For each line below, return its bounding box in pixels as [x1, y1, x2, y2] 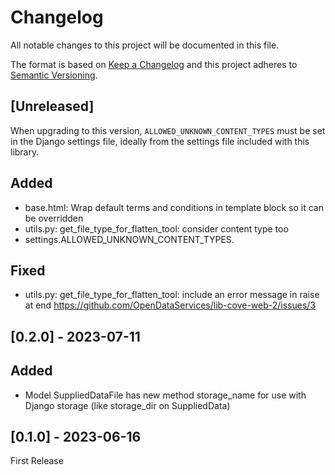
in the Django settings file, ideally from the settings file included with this [10, 135, 310, 147]
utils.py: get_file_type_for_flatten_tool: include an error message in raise [24, 289, 320, 301]
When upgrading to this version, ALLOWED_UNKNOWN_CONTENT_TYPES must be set [10, 124, 326, 136]
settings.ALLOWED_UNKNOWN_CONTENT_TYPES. [24, 233, 235, 245]
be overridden [24, 212, 84, 224]
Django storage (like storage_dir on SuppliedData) [24, 399, 231, 411]
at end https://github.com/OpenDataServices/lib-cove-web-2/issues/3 [24, 299, 317, 311]
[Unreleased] [10, 98, 95, 115]
